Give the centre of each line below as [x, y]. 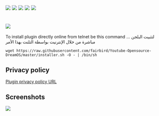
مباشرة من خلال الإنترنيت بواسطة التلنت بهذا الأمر [50, 42]
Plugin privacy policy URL [31, 82]
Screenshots [25, 97]
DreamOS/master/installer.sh [35, 55]
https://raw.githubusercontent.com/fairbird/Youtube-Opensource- [84, 51]
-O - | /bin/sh [82, 55]
